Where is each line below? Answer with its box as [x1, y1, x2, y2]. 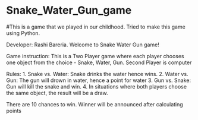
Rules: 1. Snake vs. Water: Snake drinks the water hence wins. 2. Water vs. [6, 70, 188, 77]
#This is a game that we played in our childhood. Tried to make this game [6, 23, 186, 30]
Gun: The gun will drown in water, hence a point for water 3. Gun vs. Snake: [6, 77, 191, 84]
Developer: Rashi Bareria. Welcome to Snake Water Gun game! [6, 41, 159, 48]
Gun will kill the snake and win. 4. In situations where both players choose [6, 83, 187, 90]
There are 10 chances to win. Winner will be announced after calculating [6, 100, 183, 108]
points [6, 107, 22, 114]
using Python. [6, 29, 40, 36]
